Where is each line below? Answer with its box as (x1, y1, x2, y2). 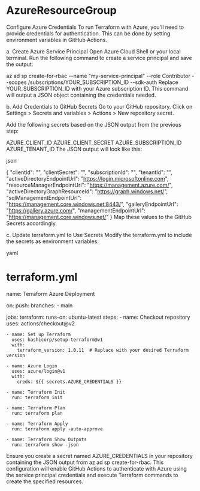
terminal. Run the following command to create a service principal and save (6, 54, 193, 61)
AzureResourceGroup (6, 4, 117, 17)
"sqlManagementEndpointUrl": (6, 194, 82, 201)
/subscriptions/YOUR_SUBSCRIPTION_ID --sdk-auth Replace (28, 79, 178, 86)
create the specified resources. (6, 478, 84, 485)
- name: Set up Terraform (6, 331, 71, 337)
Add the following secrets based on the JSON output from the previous (6, 121, 181, 128)
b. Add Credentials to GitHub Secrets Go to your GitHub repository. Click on (6, 103, 193, 110)
